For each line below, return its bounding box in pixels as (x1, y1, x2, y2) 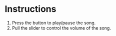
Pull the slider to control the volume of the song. (11, 25, 111, 31)
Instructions (4, 3, 56, 15)
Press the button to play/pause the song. (11, 20, 96, 26)
